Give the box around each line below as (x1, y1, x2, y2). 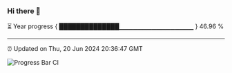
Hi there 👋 (7, 6, 41, 16)
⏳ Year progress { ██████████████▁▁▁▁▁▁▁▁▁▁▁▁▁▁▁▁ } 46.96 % (7, 22, 224, 30)
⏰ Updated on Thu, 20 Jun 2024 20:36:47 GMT (7, 45, 143, 53)
